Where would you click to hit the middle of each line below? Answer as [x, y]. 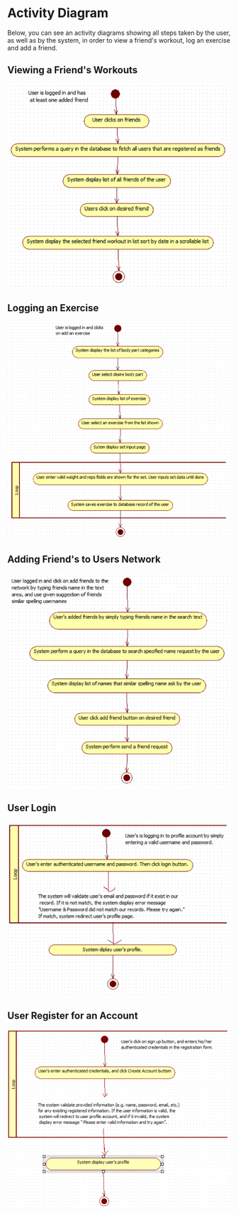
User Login [32, 808]
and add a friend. [33, 48]
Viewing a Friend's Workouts [73, 70]
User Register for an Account [73, 1015]
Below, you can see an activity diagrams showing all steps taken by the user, [119, 33]
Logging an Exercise [53, 308]
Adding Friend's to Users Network [84, 559]
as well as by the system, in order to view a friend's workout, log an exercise [119, 40]
